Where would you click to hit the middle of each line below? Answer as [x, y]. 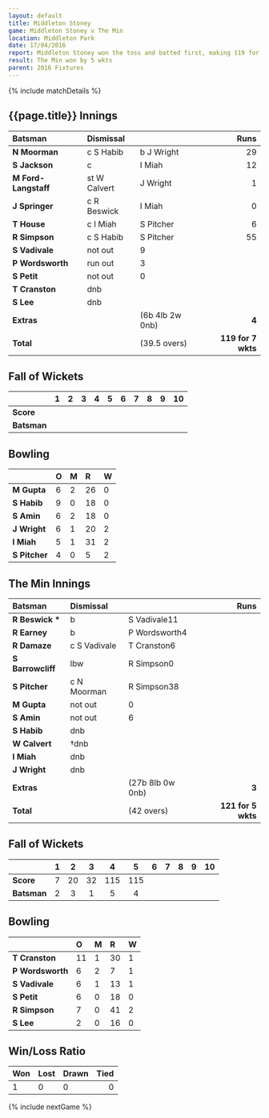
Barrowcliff [34, 668]
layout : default [35, 16]
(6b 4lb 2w [161, 315]
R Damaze [32, 645]
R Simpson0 [151, 664]
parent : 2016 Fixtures [46, 68]
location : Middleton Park [51, 38]
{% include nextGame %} [50, 1107]
